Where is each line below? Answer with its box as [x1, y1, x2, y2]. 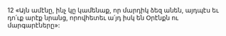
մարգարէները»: [7, 21, 60, 29]
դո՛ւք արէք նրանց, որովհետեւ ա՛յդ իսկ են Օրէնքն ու [7, 13, 179, 22]
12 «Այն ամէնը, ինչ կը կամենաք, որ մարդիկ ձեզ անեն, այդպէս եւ [7, 6, 219, 14]
